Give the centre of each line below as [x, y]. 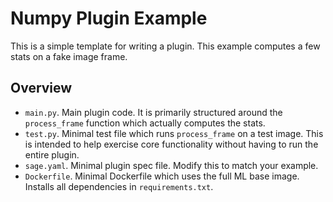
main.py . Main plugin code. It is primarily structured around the [153, 112]
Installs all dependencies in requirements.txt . [119, 186]
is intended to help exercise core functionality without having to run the [171, 144]
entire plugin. [52, 154]
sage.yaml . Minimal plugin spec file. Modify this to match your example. [171, 165]
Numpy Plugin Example [109, 18]
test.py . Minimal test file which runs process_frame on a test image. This [174, 133]
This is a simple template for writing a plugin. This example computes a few [165, 46]
